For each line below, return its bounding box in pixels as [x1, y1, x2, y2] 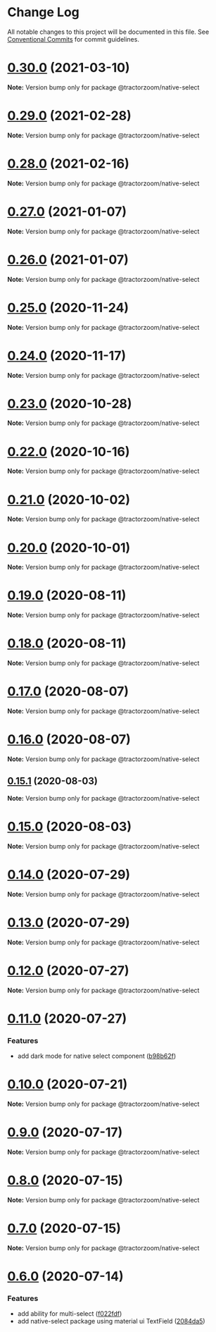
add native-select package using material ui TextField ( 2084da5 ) [17, 1317, 205, 1326]
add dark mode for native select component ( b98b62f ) [17, 1052, 177, 1061]
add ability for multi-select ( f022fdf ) [17, 1309, 122, 1318]
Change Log [7, 4, 80, 20]
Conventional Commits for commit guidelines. [7, 35, 139, 43]
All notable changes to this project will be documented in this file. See [7, 27, 210, 36]
